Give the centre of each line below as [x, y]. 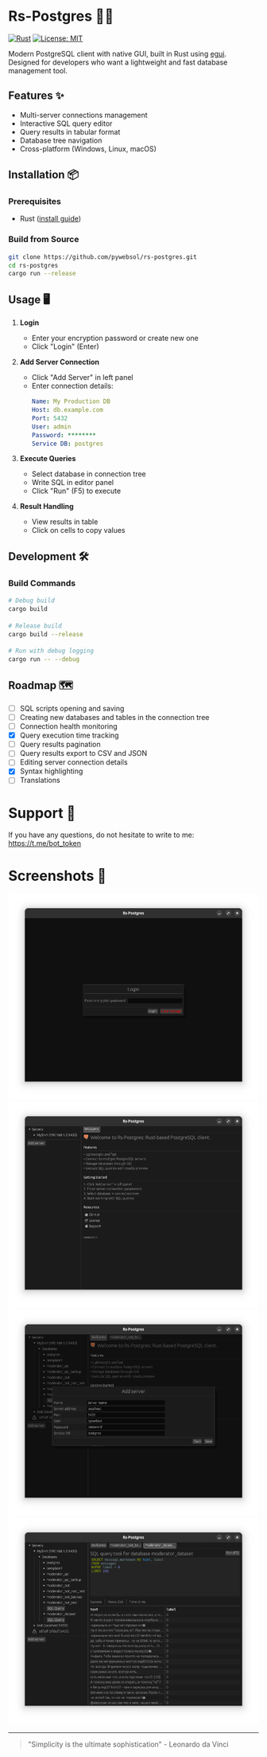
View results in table [65, 522]
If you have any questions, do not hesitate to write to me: [101, 835]
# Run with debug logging [51, 651]
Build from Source [44, 240]
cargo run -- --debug [44, 659]
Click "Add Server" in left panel [82, 378]
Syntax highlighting [51, 771]
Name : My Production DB [71, 401]
